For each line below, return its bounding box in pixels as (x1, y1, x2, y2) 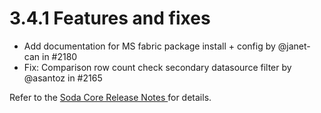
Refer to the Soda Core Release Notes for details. (9, 91, 212, 103)
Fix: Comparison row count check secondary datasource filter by (23, 61, 292, 73)
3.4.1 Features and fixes (9, 7, 211, 30)
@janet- (277, 40, 311, 52)
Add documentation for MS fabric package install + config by (23, 40, 276, 52)
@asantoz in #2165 (23, 72, 103, 84)
